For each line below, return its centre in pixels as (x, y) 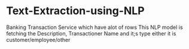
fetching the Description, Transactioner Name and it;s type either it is (91, 33)
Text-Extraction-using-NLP (75, 11)
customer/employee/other (38, 40)
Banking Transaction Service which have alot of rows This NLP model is (95, 27)
